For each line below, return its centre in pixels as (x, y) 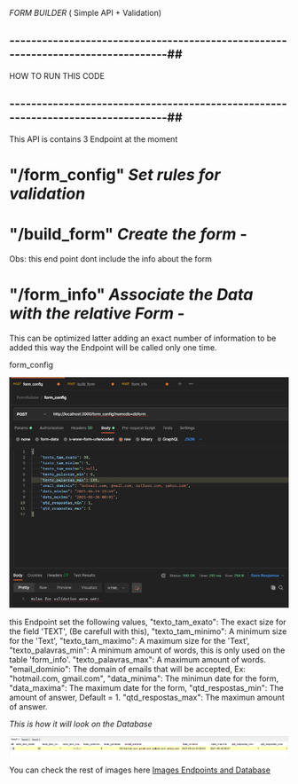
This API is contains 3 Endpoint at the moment (94, 139)
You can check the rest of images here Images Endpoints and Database (140, 770)
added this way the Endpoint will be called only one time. (113, 347)
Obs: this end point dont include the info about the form (111, 259)
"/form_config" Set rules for (115, 174)
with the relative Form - (97, 313)
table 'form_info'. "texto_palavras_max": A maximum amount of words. (137, 659)
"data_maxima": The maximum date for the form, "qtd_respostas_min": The (146, 687)
